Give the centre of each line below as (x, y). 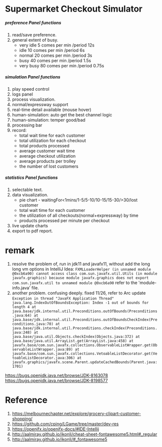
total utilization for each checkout (52, 141)
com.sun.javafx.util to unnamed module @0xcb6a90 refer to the (75, 283)
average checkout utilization (47, 156)
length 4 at (24, 307)
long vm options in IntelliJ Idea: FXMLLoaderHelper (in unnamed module (81, 269)
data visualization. (30, 195)
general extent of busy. (35, 40)
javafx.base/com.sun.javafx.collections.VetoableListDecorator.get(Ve (85, 354)
